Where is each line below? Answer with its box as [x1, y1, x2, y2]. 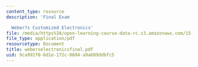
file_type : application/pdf [6, 36, 75, 42]
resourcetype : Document [6, 41, 65, 47]
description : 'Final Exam [6, 14, 70, 20]
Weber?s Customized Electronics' [11, 25, 94, 31]
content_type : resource [6, 8, 65, 15]
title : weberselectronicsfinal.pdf [6, 46, 94, 53]
